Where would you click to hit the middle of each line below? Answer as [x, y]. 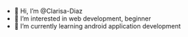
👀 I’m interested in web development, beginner [83, 18]
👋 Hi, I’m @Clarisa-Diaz [48, 11]
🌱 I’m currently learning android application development [98, 26]
